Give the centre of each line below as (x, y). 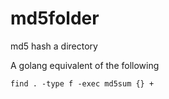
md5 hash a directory (54, 46)
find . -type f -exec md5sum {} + (82, 83)
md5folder (55, 18)
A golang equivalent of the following (85, 65)
